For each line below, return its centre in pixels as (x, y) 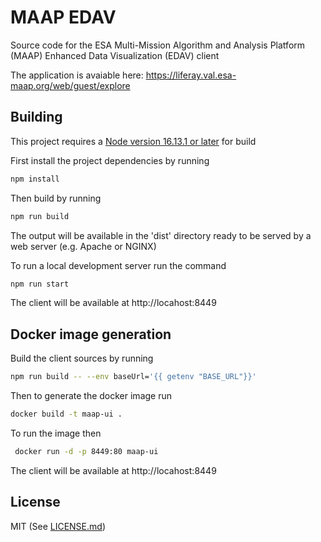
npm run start (40, 284)
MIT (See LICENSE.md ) (58, 526)
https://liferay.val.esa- (191, 75)
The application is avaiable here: (77, 75)
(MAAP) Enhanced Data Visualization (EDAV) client (115, 55)
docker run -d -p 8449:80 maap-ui (86, 451)
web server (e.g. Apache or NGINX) (83, 246)
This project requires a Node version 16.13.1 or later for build (133, 141)
